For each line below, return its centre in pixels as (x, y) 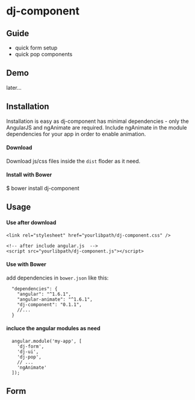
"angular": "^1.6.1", (44, 294)
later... (14, 87)
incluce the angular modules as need (53, 328)
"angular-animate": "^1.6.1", (55, 299)
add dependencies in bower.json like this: (57, 278)
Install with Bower (29, 175)
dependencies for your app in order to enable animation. (76, 134)
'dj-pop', (29, 357)
